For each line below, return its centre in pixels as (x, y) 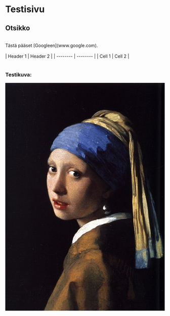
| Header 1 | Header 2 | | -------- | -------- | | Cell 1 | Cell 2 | (67, 56)
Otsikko (18, 28)
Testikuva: (18, 74)
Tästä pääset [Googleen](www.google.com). (52, 46)
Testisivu (25, 9)
